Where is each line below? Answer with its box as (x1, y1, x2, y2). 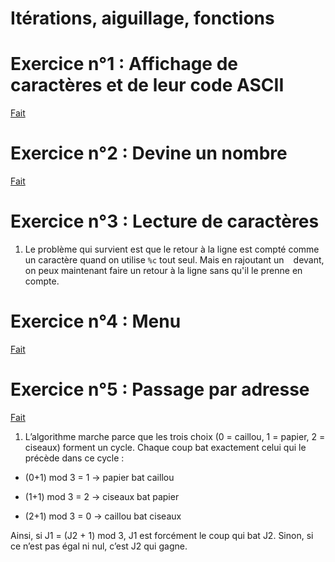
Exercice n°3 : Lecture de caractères (10, 210, 320, 233)
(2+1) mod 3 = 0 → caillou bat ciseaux (24, 510, 182, 522)
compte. (24, 275, 60, 287)
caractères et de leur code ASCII (10, 74, 285, 97)
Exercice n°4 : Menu (10, 310, 182, 333)
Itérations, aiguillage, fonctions (10, 7, 275, 30)
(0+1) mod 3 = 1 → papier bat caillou (24, 471, 175, 483)
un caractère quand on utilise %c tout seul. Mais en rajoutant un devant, (24, 254, 325, 266)
